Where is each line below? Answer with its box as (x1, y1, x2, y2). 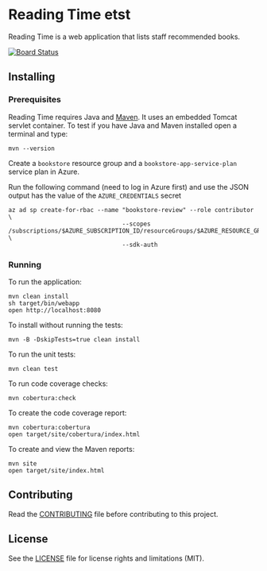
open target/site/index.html (8, 466, 105, 474)
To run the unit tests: (8, 349, 76, 359)
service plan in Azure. (8, 167, 79, 176)
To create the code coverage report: (8, 407, 127, 418)
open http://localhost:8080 (8, 306, 102, 314)
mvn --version (8, 145, 56, 152)
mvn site (8, 459, 37, 468)
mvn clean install (8, 292, 69, 300)
